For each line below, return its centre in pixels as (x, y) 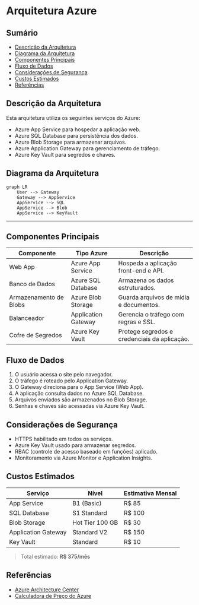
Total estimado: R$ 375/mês (55, 556)
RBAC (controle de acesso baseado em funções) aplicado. (86, 452)
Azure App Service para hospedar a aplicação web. (78, 129)
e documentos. (139, 305)
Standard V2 (90, 532)
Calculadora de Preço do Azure (53, 596)
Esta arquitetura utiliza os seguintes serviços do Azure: (73, 118)
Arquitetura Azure (52, 11)
